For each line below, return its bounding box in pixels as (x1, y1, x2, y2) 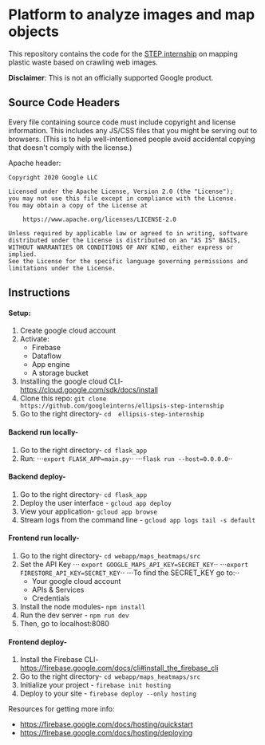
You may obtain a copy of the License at (8, 201, 148, 209)
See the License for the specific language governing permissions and (8, 257, 248, 265)
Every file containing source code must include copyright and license (8, 117, 236, 127)
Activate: (19, 334, 49, 344)
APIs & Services (31, 585, 85, 594)
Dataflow (31, 351, 62, 361)
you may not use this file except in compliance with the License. (8, 194, 238, 203)
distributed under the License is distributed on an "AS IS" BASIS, (8, 236, 241, 244)
